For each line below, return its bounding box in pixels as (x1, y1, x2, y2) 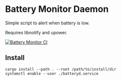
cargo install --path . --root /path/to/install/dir (5, 67, 117, 72)
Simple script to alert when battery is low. (5, 20, 90, 26)
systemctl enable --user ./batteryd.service (5, 71, 99, 76)
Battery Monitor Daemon (5, 3, 109, 15)
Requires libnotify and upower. (5, 29, 68, 35)
